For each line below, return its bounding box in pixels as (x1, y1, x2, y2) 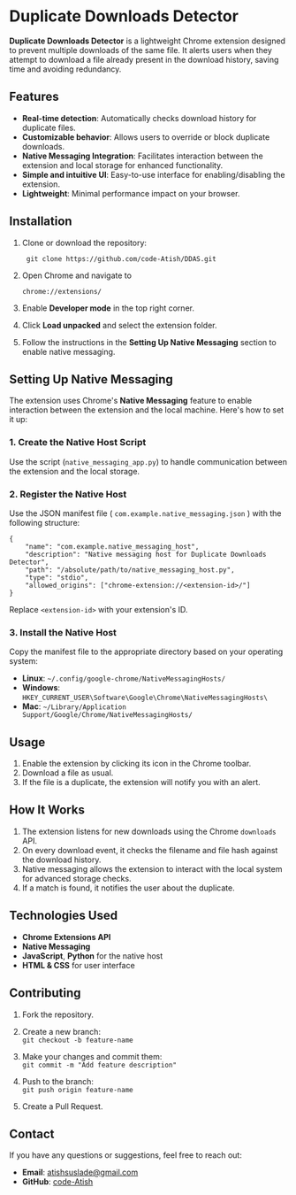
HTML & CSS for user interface (21, 960, 135, 970)
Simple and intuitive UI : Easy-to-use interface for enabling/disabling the (21, 169, 285, 180)
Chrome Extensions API (21, 931, 111, 942)
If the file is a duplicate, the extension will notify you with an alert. (21, 777, 261, 788)
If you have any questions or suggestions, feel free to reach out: (9, 1150, 243, 1160)
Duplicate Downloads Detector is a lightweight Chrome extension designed (9, 35, 285, 46)
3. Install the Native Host (9, 626, 118, 638)
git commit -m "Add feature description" (21, 1060, 177, 1069)
